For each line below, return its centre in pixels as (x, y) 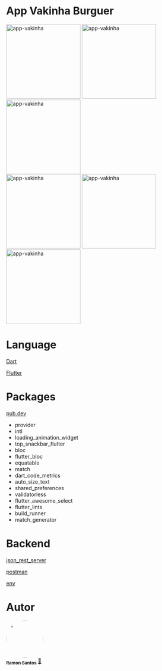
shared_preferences (39, 488)
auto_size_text (32, 482)
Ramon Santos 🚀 (24, 661)
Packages (31, 397)
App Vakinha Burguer (60, 11)
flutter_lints (28, 507)
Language (31, 345)
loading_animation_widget (47, 437)
